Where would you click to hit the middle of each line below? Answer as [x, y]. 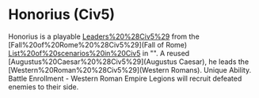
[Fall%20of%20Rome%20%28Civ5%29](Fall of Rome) [98, 44]
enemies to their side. [44, 87]
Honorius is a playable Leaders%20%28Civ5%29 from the [104, 36]
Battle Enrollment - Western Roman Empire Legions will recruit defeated [125, 78]
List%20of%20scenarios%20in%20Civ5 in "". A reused [99, 53]
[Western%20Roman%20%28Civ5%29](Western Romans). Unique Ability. [130, 70]
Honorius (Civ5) [62, 15]
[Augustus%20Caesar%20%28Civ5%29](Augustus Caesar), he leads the [129, 62]
